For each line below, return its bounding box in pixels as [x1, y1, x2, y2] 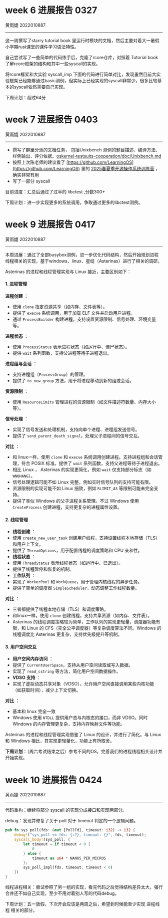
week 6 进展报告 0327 [5, 5, 97, 16]
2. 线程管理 [5, 517, 28, 523]
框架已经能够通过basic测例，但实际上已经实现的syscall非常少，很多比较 [9, 77, 157, 83]
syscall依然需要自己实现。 [13, 84, 68, 90]
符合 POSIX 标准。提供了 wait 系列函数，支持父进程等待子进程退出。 [21, 461, 162, 467]
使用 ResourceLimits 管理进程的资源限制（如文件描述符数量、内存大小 [12, 399, 156, 405]
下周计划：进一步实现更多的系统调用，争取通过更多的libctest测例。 [5, 199, 143, 205]
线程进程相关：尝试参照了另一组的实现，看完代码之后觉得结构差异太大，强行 [5, 884, 163, 890]
